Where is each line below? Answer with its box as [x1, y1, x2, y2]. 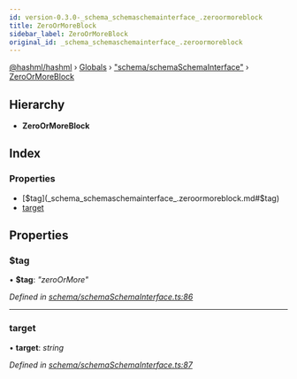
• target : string [9, 342, 65, 352]
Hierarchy [9, 97, 65, 112]
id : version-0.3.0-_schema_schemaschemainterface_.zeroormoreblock [9, 12, 263, 22]
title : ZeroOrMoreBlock [9, 21, 97, 30]
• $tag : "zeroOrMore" [9, 275, 89, 285]
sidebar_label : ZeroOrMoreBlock [9, 29, 128, 38]
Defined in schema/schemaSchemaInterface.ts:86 [9, 291, 194, 302]
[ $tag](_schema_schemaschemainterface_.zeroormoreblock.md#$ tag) [21, 192, 280, 204]
